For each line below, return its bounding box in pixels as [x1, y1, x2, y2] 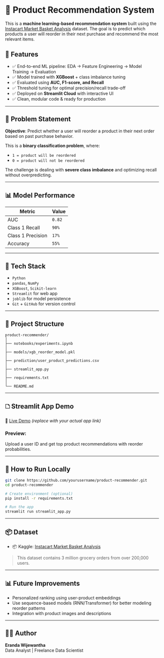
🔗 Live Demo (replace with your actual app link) [5, 418, 101, 424]
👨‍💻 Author [5, 629, 37, 637]
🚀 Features [5, 50, 39, 59]
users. [17, 560, 30, 566]
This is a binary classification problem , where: [5, 143, 100, 149]
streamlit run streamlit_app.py [5, 509, 71, 514]
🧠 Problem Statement [5, 115, 71, 124]
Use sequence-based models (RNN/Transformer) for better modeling [12, 600, 152, 606]
